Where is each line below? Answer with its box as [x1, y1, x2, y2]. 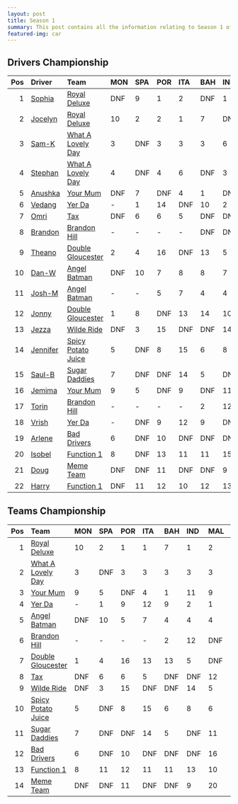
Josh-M [30, 288, 59, 298]
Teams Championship [7, 505, 106, 517]
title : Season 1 [7, 17, 55, 24]
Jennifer [30, 345, 59, 355]
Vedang [30, 200, 57, 209]
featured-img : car [7, 30, 62, 38]
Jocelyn [30, 114, 58, 124]
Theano [30, 248, 57, 258]
